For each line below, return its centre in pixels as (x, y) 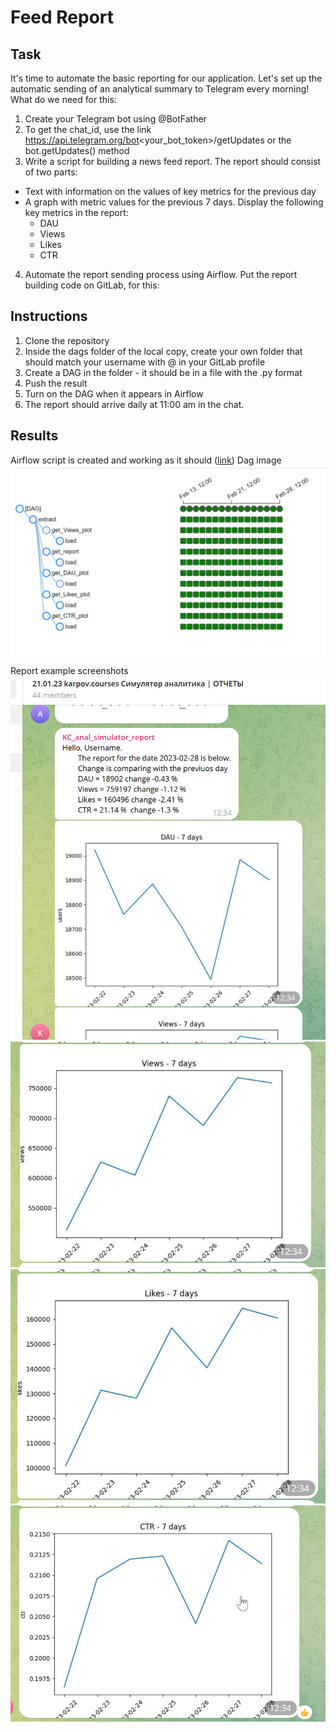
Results (34, 436)
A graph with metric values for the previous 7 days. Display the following (174, 202)
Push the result (56, 383)
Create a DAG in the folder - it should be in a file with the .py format (163, 372)
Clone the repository (67, 340)
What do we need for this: (63, 99)
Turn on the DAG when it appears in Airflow (114, 393)
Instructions (49, 316)
